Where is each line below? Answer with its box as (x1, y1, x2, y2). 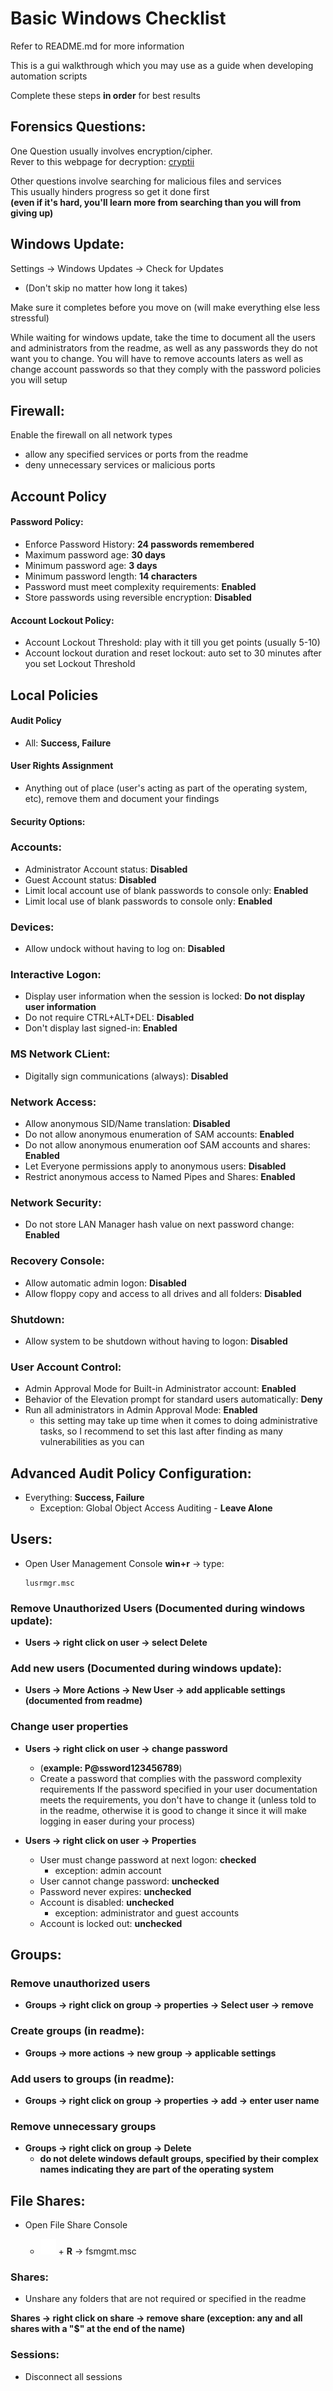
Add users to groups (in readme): (10, 2072, 175, 2086)
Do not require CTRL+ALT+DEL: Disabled (24, 1012, 195, 1024)
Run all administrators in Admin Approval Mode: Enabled (24, 1404, 258, 1416)
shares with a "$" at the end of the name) (10, 2323, 186, 2335)
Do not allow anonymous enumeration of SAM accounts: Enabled (24, 1128, 295, 1141)
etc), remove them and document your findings (24, 792, 220, 804)
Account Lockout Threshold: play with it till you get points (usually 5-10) (24, 637, 321, 649)
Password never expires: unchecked (39, 1885, 192, 1897)
